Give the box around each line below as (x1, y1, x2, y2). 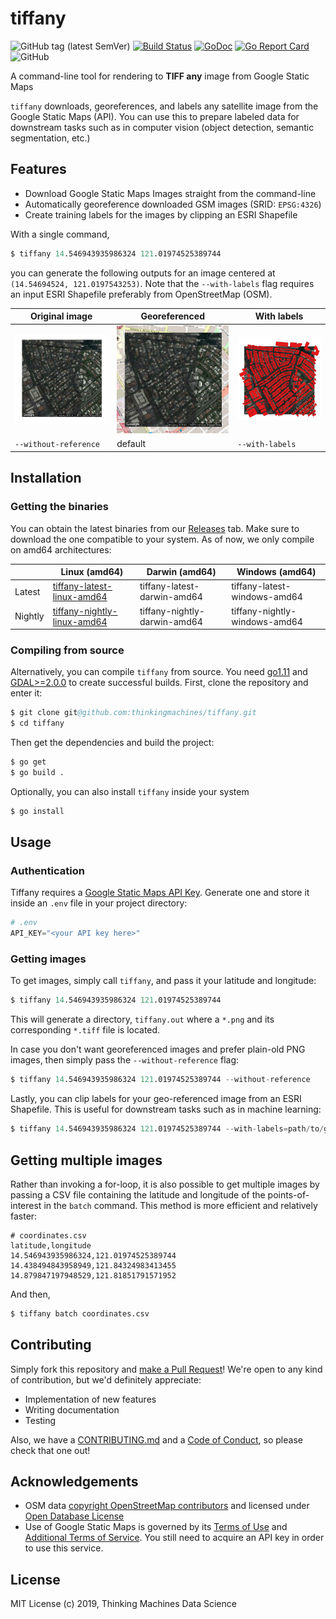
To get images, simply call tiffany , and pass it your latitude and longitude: (10, 975, 317, 987)
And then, (10, 1288, 51, 1300)
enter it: (10, 687, 43, 699)
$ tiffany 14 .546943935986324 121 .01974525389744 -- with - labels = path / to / (10, 1124, 325, 1134)
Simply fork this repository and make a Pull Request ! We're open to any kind (10, 1363, 323, 1375)
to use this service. (24, 1542, 104, 1554)
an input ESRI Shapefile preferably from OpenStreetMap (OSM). (10, 288, 273, 300)
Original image (29, 310, 93, 322)
